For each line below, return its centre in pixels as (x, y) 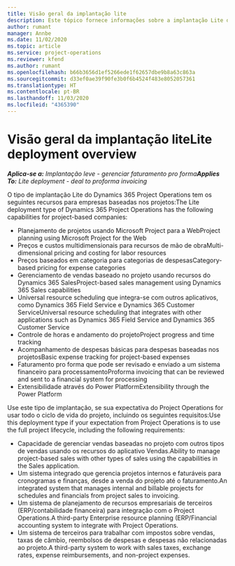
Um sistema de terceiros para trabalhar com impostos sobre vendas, (116, 532)
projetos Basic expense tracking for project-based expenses (104, 357)
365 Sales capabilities (49, 290)
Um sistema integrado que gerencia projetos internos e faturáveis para (119, 473)
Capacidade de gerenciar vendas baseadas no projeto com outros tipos (121, 443)
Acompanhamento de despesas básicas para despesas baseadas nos (118, 349)
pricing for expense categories (81, 267)
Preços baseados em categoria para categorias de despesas (105, 260)
